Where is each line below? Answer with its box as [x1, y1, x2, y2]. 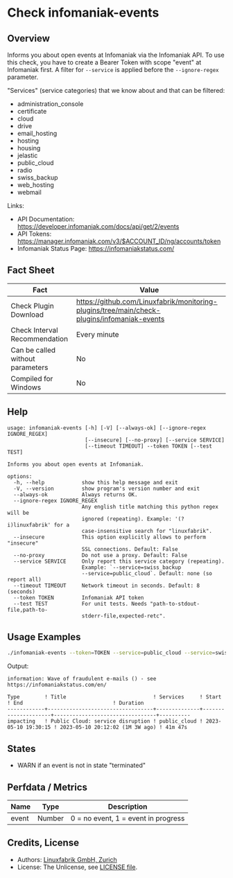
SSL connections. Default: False [81, 545, 178, 552]
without [10, 353, 35, 363]
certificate [17, 107, 47, 115]
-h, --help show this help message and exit [13, 479, 178, 486]
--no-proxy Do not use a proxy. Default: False [13, 552, 188, 559]
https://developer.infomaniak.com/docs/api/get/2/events [17, 222, 180, 230]
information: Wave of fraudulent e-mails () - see [7, 676, 157, 683]
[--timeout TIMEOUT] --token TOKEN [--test [84, 442, 213, 450]
